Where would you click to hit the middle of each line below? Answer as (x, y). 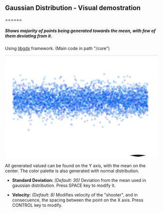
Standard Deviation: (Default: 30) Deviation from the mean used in (79, 180)
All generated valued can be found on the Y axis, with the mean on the (75, 165)
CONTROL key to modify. (37, 205)
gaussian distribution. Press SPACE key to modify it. (64, 185)
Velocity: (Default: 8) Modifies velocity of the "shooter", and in (75, 195)
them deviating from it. (29, 36)
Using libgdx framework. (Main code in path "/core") (57, 48)
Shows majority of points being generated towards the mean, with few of (81, 31)
